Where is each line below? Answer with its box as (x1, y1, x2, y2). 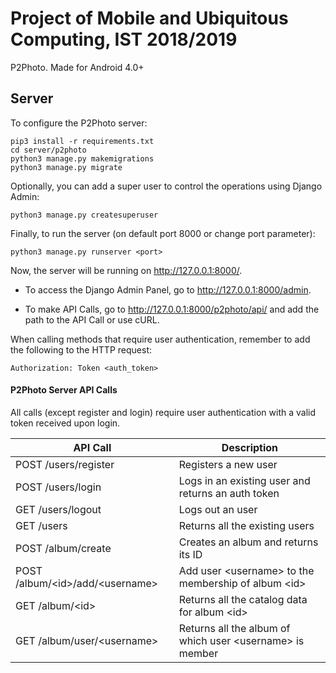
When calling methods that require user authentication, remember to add (10, 333, 311, 345)
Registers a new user (178, 457, 278, 471)
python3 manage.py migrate (10, 162, 123, 172)
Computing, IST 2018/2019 (10, 28, 238, 51)
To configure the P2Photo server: (10, 117, 148, 129)
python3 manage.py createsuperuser (10, 210, 159, 220)
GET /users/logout (15, 502, 102, 516)
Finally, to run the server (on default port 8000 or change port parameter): (10, 227, 316, 239)
